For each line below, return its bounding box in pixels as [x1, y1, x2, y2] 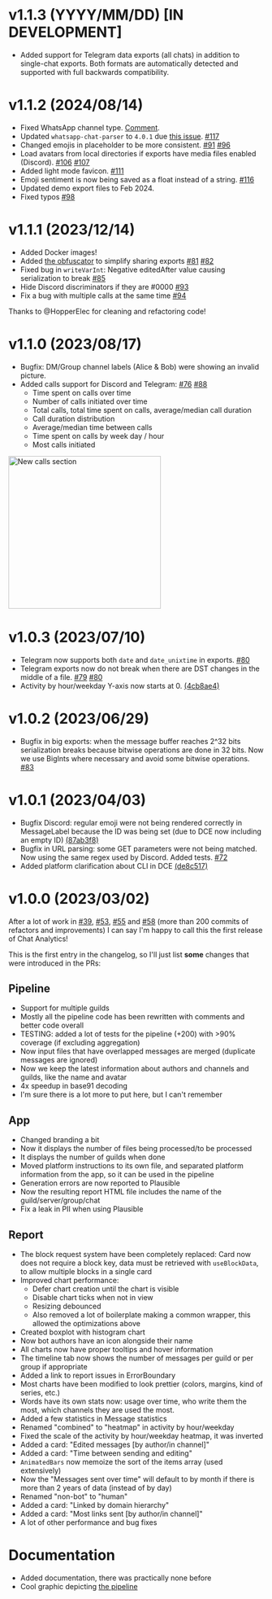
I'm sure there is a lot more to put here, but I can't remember [19, 1089, 223, 1100]
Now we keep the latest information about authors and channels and [19, 1064, 249, 1074]
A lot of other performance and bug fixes [19, 1517, 158, 1527]
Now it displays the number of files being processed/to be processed [19, 1144, 253, 1154]
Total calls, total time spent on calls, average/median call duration [32, 405, 252, 414]
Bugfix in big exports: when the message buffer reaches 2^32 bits [19, 736, 241, 746]
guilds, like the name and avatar [19, 1072, 127, 1082]
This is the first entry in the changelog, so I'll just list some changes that [8, 949, 249, 959]
